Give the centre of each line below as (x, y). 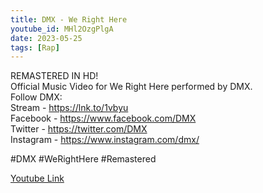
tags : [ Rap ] (35, 47)
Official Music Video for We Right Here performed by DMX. (131, 87)
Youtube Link (37, 178)
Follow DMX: (36, 97)
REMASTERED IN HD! (54, 76)
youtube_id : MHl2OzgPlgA (62, 29)
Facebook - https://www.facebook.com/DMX (103, 118)
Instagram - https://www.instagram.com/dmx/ (105, 140)
